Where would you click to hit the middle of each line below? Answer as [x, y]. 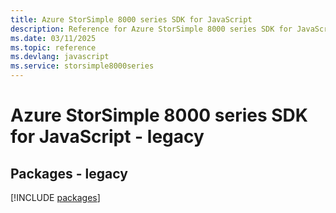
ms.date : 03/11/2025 [53, 38]
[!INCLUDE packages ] [55, 197]
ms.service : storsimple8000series [82, 66]
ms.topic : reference [53, 47]
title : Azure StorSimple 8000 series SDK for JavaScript [131, 19]
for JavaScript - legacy [107, 137]
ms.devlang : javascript [60, 57]
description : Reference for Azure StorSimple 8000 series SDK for [151, 29]
